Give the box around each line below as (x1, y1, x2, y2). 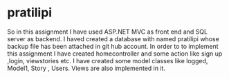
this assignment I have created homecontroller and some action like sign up (7, 49, 223, 58)
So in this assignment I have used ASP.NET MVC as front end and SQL (7, 27, 208, 36)
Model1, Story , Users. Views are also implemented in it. (7, 64, 166, 72)
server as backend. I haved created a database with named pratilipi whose (7, 34, 219, 43)
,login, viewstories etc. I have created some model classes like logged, (7, 56, 208, 65)
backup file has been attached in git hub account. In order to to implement (7, 42, 219, 50)
